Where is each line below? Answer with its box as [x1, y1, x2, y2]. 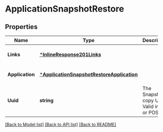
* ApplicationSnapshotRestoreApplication [39, 71, 138, 78]
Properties [5, 23, 38, 31]
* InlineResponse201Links [39, 51, 101, 58]
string [39, 97, 54, 103]
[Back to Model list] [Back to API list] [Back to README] [5, 122, 116, 127]
